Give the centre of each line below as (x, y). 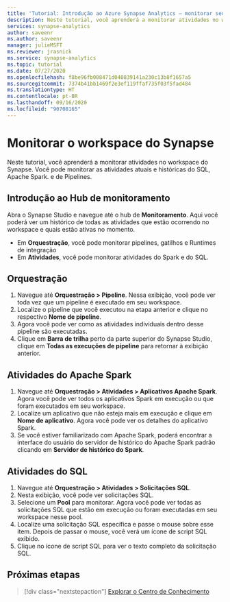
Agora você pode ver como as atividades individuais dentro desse (110, 324)
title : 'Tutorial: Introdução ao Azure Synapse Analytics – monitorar (110, 13)
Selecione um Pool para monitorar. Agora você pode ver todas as (109, 502)
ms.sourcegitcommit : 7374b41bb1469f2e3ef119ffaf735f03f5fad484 (99, 84)
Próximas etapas (43, 575)
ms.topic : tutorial (35, 64)
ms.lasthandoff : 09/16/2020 (47, 103)
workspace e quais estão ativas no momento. (71, 229)
